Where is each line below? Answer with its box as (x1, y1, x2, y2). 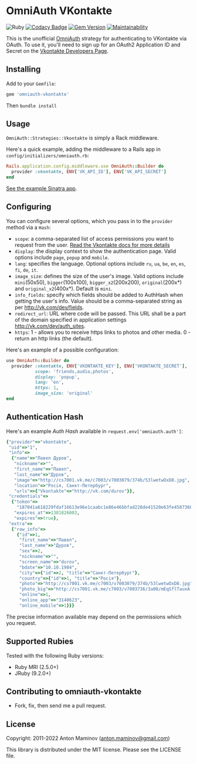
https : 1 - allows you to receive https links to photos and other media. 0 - (14, 329, 191, 336)
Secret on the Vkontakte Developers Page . (6, 47, 109, 54)
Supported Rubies (6, 637, 74, 647)
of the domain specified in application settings (14, 316, 127, 323)
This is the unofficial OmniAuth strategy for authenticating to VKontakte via (6, 35, 187, 42)
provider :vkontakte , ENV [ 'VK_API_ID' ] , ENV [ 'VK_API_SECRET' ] (11, 169, 167, 175)
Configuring (6, 202, 52, 212)
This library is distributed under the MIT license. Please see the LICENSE (6, 746, 182, 753)
